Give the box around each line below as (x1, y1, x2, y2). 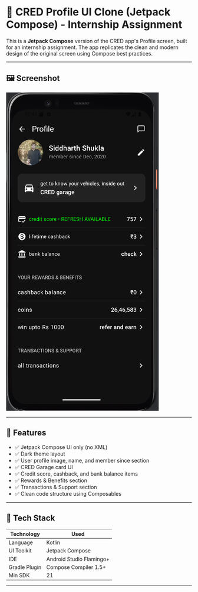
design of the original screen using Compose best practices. (6, 50, 153, 57)
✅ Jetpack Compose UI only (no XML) (14, 443, 108, 451)
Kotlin (46, 539, 61, 546)
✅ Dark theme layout (14, 450, 65, 457)
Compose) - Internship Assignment (6, 18, 183, 31)
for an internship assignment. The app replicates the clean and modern (6, 44, 179, 51)
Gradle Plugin (8, 564, 42, 571)
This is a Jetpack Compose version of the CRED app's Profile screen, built (6, 37, 187, 44)
